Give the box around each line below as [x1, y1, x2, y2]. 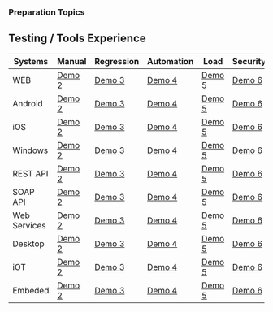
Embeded [12, 284, 50, 296]
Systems [13, 55, 49, 67]
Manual [56, 55, 87, 67]
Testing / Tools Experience [8, 32, 146, 45]
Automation [147, 55, 194, 67]
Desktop [12, 238, 45, 249]
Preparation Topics [8, 6, 85, 18]
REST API [12, 167, 49, 179]
